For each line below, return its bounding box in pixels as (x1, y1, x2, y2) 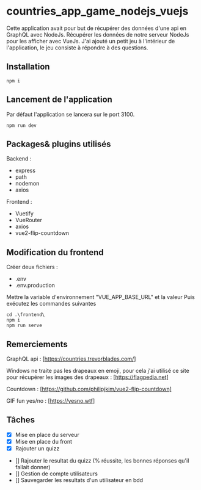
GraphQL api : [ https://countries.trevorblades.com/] (6, 355, 136, 362)
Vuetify (15, 210, 34, 217)
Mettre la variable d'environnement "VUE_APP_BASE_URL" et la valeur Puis (6, 294, 196, 301)
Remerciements (6, 339, 68, 349)
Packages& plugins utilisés (6, 139, 111, 149)
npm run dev (6, 122, 37, 129)
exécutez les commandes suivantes (6, 300, 97, 308)
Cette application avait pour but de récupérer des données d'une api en (6, 24, 187, 32)
